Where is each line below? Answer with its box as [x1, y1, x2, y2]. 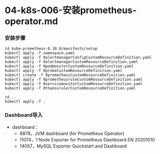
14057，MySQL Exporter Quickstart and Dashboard [19, 143, 127, 149]
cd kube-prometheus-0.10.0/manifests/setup [5, 46, 98, 51]
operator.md [5, 16, 59, 27]
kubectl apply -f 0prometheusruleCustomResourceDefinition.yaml [5, 77, 143, 82]
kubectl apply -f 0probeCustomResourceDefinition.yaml [5, 68, 123, 73]
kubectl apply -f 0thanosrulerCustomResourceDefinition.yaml [5, 86, 136, 91]
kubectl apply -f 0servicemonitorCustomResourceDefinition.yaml [5, 82, 143, 87]
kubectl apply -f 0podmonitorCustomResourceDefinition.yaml [5, 64, 134, 69]
